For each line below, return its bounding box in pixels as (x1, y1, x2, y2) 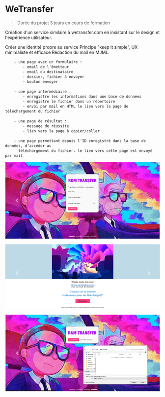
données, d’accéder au (5, 143, 52, 148)
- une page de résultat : (14, 118, 67, 124)
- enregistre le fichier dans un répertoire (23, 99, 115, 104)
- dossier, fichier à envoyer (23, 74, 84, 79)
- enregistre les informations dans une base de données (23, 94, 141, 99)
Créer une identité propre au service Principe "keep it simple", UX (5, 44, 138, 50)
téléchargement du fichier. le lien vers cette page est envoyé (18, 148, 153, 153)
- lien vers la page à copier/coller (23, 128, 100, 134)
